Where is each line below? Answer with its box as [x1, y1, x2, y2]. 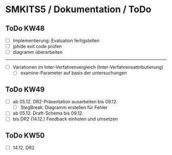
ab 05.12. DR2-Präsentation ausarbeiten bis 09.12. [12, 99, 118, 105]
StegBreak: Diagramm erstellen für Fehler [20, 104, 108, 110]
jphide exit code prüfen [12, 43, 62, 50]
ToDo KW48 [5, 24, 45, 33]
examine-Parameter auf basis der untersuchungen [20, 70, 127, 76]
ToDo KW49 [5, 85, 45, 94]
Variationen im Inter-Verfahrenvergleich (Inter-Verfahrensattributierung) [12, 64, 164, 70]
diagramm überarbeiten [12, 49, 63, 55]
